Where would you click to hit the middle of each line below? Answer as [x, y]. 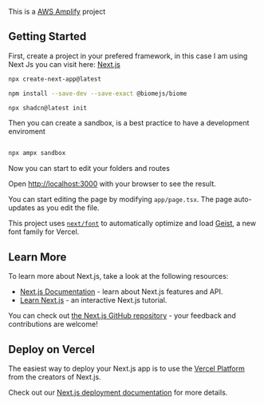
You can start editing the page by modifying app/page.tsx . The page [120, 200]
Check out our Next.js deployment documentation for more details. [118, 392]
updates [22, 208]
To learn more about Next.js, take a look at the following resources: [118, 276]
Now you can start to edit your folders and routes [89, 169]
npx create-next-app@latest [55, 79]
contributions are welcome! [53, 324]
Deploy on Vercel [52, 349]
